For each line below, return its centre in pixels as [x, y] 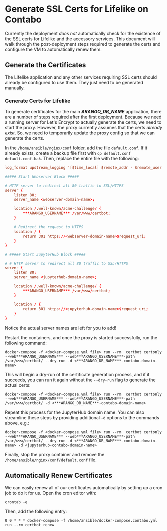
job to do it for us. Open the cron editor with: [51, 493]
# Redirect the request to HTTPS [49, 227]
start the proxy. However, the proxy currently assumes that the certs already [83, 128]
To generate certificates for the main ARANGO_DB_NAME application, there [83, 112]
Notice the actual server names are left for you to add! [61, 328]
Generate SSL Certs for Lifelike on [77, 9]
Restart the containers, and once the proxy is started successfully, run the [81, 337]
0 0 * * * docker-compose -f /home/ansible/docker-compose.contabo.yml [81, 520]
